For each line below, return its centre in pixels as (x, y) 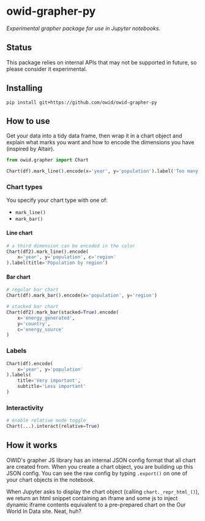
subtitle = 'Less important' (52, 387)
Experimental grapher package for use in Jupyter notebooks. (84, 28)
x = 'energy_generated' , (46, 318)
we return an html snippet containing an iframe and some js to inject (92, 498)
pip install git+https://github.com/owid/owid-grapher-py (82, 102)
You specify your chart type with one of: (57, 200)
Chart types (24, 187)
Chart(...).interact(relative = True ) (53, 426)
